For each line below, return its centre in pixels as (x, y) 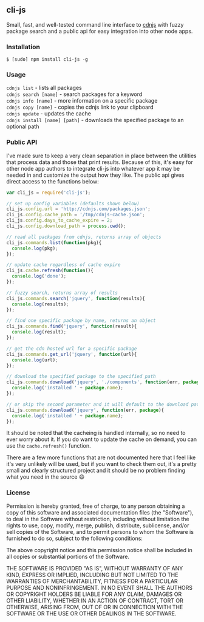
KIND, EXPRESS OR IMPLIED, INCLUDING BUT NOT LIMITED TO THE (92, 575)
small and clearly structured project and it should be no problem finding (96, 471)
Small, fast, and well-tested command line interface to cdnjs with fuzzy (95, 24)
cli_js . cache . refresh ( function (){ (50, 271)
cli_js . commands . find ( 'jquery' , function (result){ (72, 326)
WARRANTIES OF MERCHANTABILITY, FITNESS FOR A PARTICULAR (92, 581)
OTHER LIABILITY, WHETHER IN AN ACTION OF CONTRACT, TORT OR (95, 600)
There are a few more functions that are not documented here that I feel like (101, 457)
